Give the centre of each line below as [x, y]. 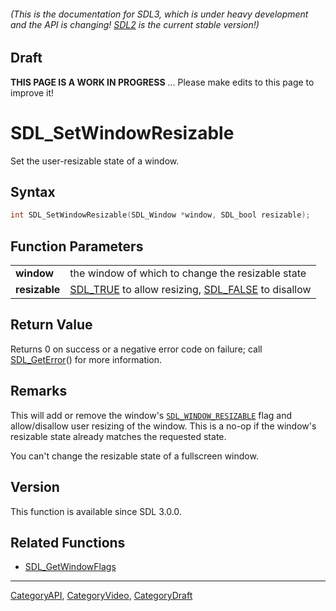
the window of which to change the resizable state [188, 273]
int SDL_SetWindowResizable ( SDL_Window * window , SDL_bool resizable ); [160, 215]
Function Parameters [77, 246]
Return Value [51, 325]
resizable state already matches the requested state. [118, 436]
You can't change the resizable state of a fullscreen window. [134, 456]
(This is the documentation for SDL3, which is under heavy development [159, 14]
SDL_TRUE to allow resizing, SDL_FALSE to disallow [190, 290]
